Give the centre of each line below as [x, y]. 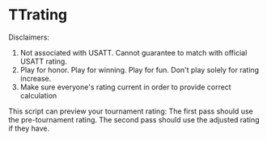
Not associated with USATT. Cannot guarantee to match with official [133, 52]
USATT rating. [43, 61]
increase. [36, 78]
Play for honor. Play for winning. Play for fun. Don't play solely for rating [140, 69]
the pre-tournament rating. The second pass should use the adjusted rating [134, 119]
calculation [38, 95]
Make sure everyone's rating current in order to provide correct [126, 87]
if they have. [29, 128]
